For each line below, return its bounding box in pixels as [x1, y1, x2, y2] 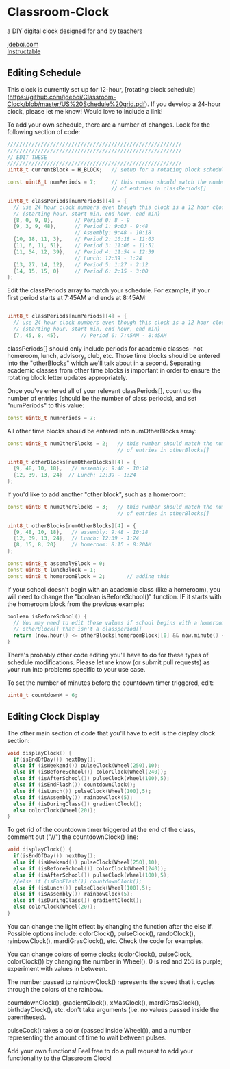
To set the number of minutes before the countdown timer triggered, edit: [7, 679, 214, 687]
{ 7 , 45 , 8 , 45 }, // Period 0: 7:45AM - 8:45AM [13, 331, 167, 339]
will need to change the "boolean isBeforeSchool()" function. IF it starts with [7, 592, 222, 601]
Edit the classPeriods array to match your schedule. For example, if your [7, 286, 211, 294]
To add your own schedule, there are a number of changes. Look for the [7, 121, 211, 129]
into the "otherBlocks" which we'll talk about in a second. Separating [7, 359, 201, 367]
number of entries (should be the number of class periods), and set [7, 394, 197, 402]
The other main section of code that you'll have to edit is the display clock [7, 729, 216, 737]
